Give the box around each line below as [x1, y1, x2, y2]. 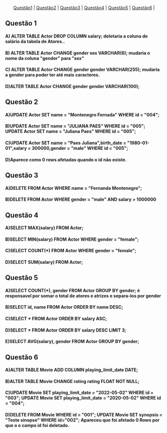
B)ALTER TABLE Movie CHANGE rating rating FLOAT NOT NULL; [5, 378, 139, 384]
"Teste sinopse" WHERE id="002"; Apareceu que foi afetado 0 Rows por [5, 417, 160, 423]
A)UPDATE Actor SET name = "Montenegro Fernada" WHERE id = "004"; [5, 111, 160, 117]
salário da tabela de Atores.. [5, 38, 65, 44]
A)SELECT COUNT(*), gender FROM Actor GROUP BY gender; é [5, 287, 140, 293]
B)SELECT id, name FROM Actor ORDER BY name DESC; [5, 304, 123, 310]
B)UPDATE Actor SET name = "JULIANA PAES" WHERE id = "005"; [5, 123, 145, 129]
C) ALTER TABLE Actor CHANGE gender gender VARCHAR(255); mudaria [5, 66, 160, 72]
